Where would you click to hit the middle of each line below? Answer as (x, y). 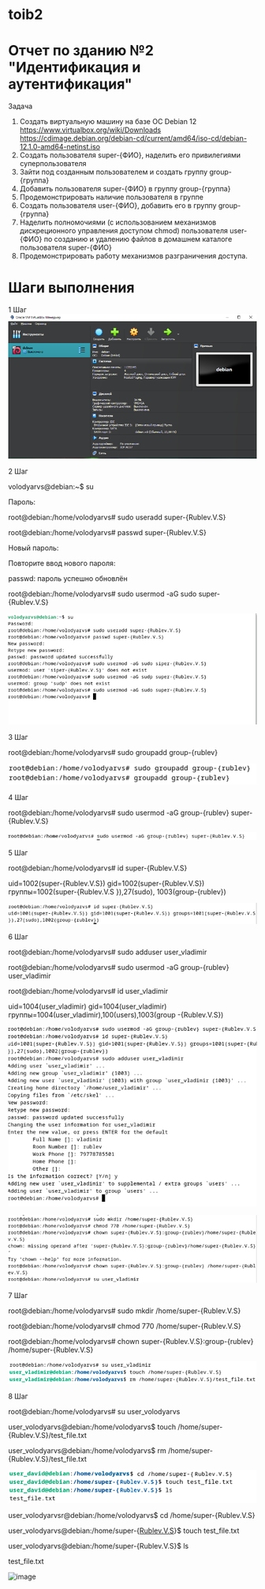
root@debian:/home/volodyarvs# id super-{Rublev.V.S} (98, 868)
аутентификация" (70, 84)
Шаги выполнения (71, 288)
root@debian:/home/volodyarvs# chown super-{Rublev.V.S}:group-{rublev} (131, 1341)
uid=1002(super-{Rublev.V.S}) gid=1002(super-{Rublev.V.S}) (106, 884)
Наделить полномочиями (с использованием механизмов (118, 222)
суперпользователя (53, 164)
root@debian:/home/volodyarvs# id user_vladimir (88, 991)
